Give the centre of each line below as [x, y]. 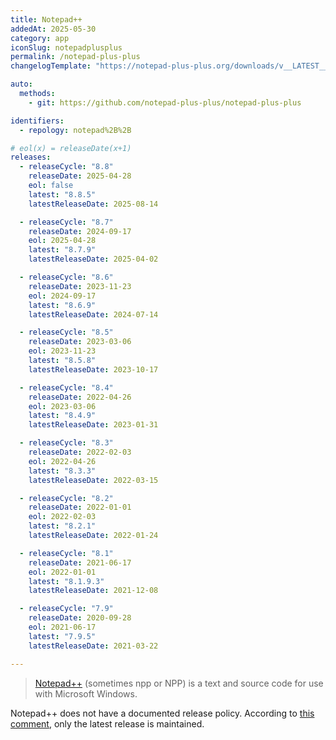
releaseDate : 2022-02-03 [80, 452]
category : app [40, 38]
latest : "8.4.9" [62, 416]
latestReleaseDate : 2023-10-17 [93, 369]
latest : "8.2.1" [62, 526]
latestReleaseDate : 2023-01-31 [93, 425]
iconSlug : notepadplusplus [66, 47]
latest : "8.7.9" [62, 250]
